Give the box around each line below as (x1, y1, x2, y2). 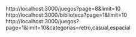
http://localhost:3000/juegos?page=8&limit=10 (5, 5, 121, 12)
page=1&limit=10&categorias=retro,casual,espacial (5, 24, 131, 31)
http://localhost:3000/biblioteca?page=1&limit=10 (5, 11, 127, 18)
